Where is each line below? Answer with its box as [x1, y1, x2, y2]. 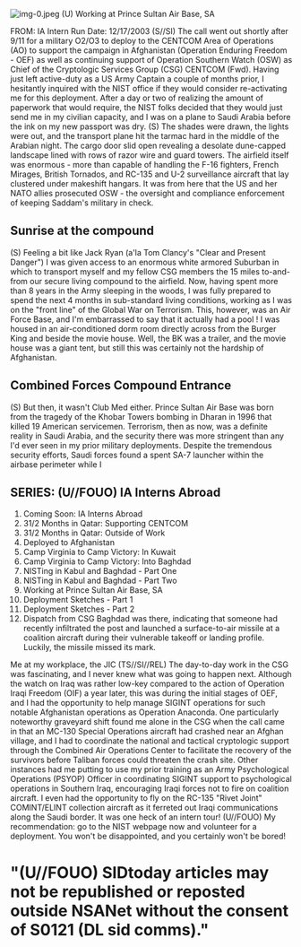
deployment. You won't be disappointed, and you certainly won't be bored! [10, 830, 286, 842]
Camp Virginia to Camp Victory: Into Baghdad [22, 556, 192, 567]
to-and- [262, 265, 290, 277]
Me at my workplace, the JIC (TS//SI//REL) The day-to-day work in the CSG [10, 659, 289, 670]
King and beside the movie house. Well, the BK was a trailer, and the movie [10, 333, 287, 343]
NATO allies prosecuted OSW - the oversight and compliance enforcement [10, 188, 285, 198]
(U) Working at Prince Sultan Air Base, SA [61, 9, 215, 19]
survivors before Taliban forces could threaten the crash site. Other [10, 754, 259, 766]
